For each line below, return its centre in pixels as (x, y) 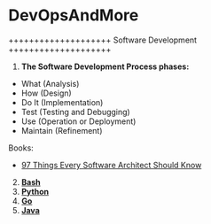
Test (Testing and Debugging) (75, 112)
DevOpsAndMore (74, 15)
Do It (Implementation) (62, 102)
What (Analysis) (50, 83)
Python (35, 191)
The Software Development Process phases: (105, 66)
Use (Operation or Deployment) (78, 121)
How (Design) (46, 93)
